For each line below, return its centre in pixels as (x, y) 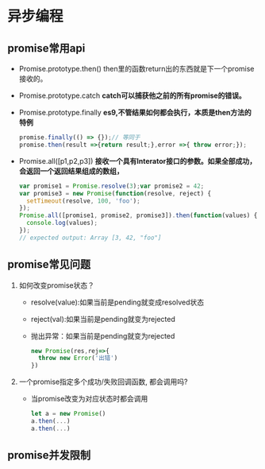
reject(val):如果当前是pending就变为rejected (103, 319)
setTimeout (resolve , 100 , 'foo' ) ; (83, 201)
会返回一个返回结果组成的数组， (71, 171)
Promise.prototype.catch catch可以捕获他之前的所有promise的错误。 (132, 95)
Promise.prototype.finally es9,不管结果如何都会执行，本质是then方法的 (135, 112)
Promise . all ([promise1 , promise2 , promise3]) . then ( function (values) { (138, 215)
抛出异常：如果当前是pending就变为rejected (103, 335)
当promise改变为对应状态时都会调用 (89, 399)
